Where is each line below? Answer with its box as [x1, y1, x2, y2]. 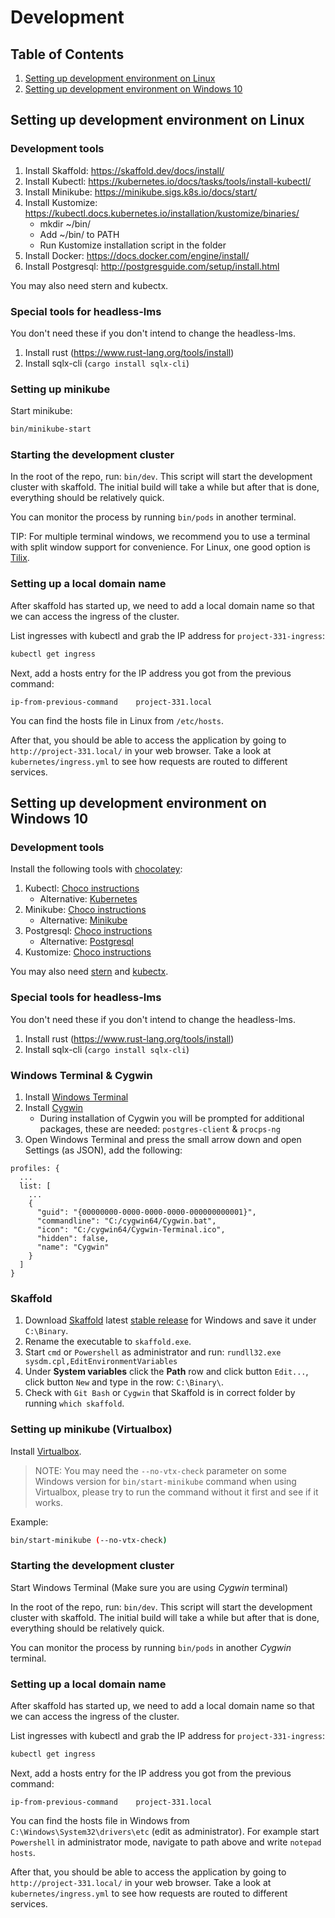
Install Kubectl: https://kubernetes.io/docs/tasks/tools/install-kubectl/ [24, 175, 312, 187]
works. [34, 1496, 63, 1508]
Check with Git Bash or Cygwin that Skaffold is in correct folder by [24, 1387, 296, 1399]
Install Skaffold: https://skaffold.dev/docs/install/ [24, 164, 225, 176]
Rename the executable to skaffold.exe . [24, 1336, 192, 1348]
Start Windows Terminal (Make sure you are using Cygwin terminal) [10, 1581, 288, 1593]
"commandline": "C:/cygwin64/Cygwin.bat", [36, 1216, 217, 1226]
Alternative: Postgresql [39, 936, 135, 948]
